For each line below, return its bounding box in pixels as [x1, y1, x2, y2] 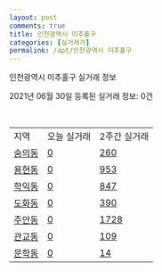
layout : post [9, 12, 58, 22]
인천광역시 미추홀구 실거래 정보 [9, 72, 117, 83]
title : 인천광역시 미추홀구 [9, 29, 96, 38]
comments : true [9, 21, 66, 30]
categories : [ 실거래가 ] [9, 37, 91, 47]
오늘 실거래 [47, 130, 92, 143]
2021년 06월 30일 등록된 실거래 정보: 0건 [9, 91, 153, 102]
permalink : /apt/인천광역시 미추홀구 [9, 46, 133, 55]
